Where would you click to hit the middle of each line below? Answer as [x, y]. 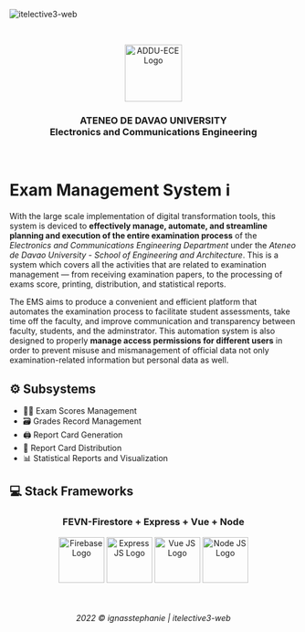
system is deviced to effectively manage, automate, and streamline [138, 226]
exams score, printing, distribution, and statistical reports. [118, 284]
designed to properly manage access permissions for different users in [146, 341]
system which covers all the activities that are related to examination [138, 265]
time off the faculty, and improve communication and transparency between [152, 321]
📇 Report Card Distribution [72, 448]
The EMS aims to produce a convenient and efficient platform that [133, 302]
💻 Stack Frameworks [72, 492]
